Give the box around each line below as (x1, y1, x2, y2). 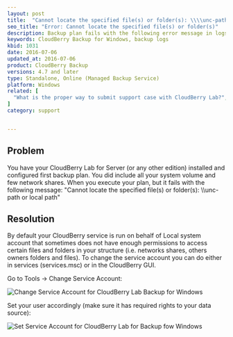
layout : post (7, 10, 45, 17)
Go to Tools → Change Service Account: (7, 274, 123, 283)
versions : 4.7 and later (7, 68, 79, 75)
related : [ (7, 88, 39, 94)
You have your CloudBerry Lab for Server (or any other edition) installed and (7, 163, 225, 172)
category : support (7, 107, 60, 114)
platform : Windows (7, 81, 60, 88)
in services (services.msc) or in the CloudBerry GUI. (7, 261, 156, 270)
